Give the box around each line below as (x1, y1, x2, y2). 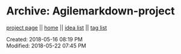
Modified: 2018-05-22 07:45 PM (6, 42, 86, 49)
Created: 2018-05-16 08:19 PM (6, 35, 83, 43)
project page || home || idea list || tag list (6, 24, 107, 31)
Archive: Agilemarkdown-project (6, 4, 175, 18)
